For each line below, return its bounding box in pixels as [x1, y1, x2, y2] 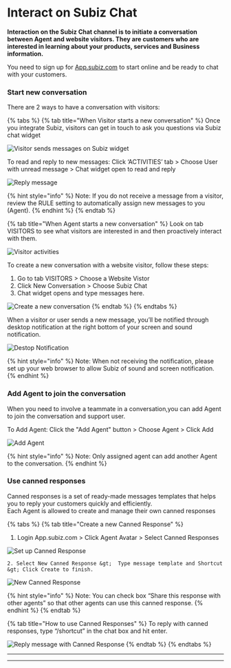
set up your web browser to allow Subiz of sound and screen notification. [7, 364, 214, 373]
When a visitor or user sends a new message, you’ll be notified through [7, 315, 209, 324]
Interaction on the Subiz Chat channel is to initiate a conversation [7, 28, 197, 36]
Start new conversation [7, 87, 87, 97]
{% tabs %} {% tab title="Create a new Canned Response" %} [7, 520, 184, 528]
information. [7, 50, 43, 58]
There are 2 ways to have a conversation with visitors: [7, 103, 160, 112]
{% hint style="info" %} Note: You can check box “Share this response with [7, 591, 221, 600]
